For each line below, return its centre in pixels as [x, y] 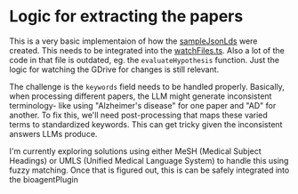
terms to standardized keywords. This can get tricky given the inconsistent [146, 124]
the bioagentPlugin [44, 179]
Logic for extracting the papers [126, 16]
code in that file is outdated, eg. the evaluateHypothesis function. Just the [145, 60]
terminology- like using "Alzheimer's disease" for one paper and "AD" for [143, 105]
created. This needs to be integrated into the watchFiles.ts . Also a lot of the [147, 50]
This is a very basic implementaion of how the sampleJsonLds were [133, 41]
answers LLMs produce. [53, 133]
